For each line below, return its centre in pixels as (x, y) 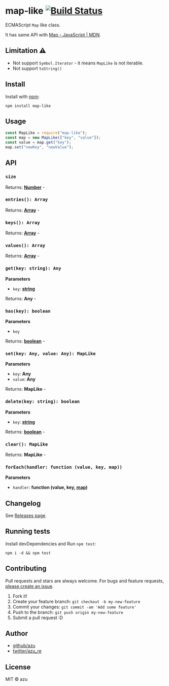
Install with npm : (22, 96)
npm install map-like (28, 106)
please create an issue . (30, 586)
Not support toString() (37, 68)
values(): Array (25, 246)
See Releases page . (26, 516)
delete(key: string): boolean (43, 402)
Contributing (26, 569)
